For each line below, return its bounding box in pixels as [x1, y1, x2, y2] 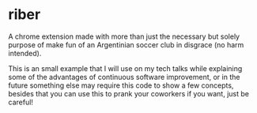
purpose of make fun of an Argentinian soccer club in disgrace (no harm [8, 40, 244, 49]
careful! [8, 97, 34, 107]
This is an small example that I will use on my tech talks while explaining [8, 63, 243, 73]
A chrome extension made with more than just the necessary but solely [8, 32, 240, 41]
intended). [8, 48, 42, 58]
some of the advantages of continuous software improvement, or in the [8, 72, 240, 81]
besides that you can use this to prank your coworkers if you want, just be [8, 89, 249, 98]
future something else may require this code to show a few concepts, [8, 81, 234, 90]
